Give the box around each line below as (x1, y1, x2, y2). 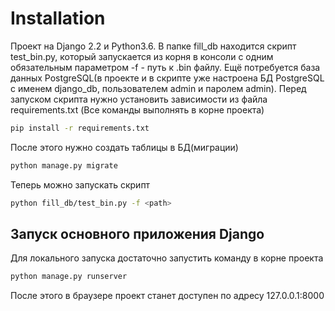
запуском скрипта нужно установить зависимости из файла (10, 93, 268, 105)
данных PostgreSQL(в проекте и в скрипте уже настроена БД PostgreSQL (10, 72, 325, 84)
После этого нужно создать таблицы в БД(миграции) (10, 141, 239, 153)
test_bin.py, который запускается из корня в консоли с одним (10, 50, 274, 62)
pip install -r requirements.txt (10, 123, 150, 133)
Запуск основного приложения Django (10, 225, 265, 242)
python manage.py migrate (10, 160, 118, 171)
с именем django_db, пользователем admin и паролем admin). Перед (10, 82, 307, 94)
